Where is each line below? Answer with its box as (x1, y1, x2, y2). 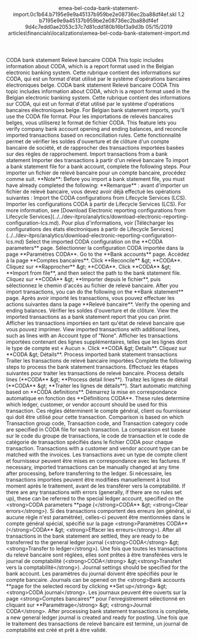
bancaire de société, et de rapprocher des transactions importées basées (6, 144, 184, 151)
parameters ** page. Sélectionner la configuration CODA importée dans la (6, 245, 184, 251)
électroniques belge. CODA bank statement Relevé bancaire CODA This (6, 81, 179, 88)
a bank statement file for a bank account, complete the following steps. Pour (6, 163, 191, 170)
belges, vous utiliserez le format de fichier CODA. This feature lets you (6, 119, 176, 126)
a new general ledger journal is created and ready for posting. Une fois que (6, 614, 188, 621)
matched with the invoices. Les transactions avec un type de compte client (6, 451, 188, 458)
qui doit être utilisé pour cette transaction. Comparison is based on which (6, 414, 184, 420)
